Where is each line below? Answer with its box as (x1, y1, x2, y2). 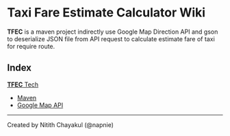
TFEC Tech (7, 80, 39, 89)
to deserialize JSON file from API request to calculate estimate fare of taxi (7, 34, 216, 43)
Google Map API (16, 101, 64, 109)
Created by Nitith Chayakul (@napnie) (7, 120, 114, 128)
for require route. (7, 42, 55, 50)
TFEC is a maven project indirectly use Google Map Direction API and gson (7, 27, 218, 36)
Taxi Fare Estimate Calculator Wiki (7, 5, 206, 21)
